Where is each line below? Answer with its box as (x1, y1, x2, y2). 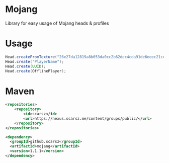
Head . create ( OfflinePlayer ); (5, 68, 66, 73)
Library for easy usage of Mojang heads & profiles (5, 20, 109, 26)
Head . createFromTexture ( (5, 54, 57, 59)
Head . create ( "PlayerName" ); (5, 59, 64, 64)
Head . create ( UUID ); (5, 64, 46, 69)
